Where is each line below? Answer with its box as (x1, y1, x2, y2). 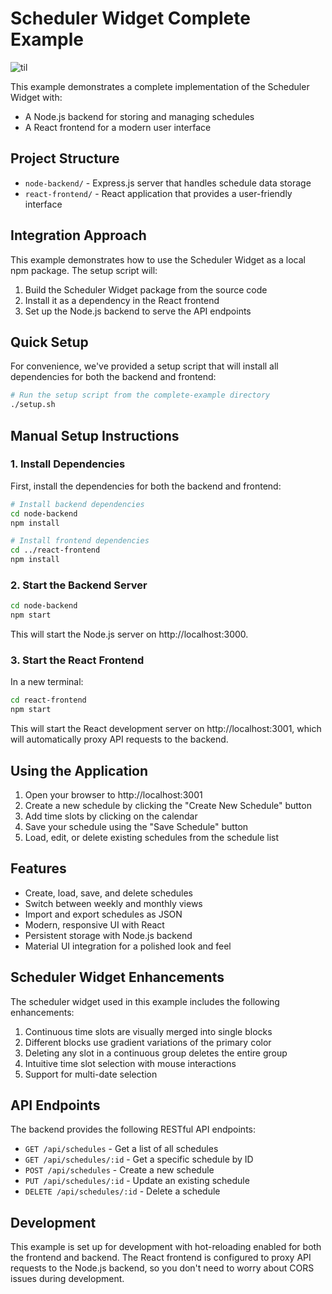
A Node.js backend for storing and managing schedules (24, 110, 255, 122)
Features (10, 860, 67, 877)
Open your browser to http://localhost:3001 (24, 788, 203, 801)
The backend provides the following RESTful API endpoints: (10, 1123, 256, 1136)
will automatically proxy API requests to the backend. (10, 733, 229, 746)
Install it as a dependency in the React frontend (24, 294, 220, 306)
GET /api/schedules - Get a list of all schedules (24, 1143, 219, 1155)
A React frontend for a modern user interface (24, 121, 212, 133)
